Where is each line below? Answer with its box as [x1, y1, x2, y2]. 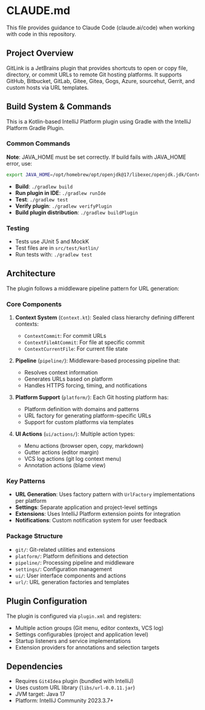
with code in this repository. [6, 30, 76, 37]
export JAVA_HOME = [6, 172, 53, 178]
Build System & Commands [6, 101, 112, 112]
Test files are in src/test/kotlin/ [15, 244, 99, 252]
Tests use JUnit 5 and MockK [15, 238, 90, 245]
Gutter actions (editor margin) [24, 448, 99, 456]
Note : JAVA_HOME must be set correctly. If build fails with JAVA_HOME [6, 153, 187, 161]
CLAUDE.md [6, 4, 71, 18]
